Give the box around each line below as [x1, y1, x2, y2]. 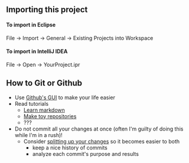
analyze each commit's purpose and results [32, 150, 139, 157]
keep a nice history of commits [32, 144, 108, 151]
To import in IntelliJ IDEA [6, 48, 68, 55]
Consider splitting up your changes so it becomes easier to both [23, 138, 180, 145]
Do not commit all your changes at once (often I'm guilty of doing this [14, 125, 184, 132]
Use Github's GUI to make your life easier [14, 94, 116, 101]
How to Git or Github [6, 78, 83, 88]
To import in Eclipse [6, 21, 56, 28]
